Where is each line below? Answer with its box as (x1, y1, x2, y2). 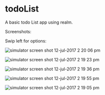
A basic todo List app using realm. (5, 19, 73, 25)
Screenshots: (5, 28, 31, 34)
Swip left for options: (5, 38, 47, 44)
